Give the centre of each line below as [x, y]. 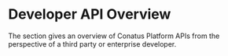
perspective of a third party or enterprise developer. [92, 44]
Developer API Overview [90, 14]
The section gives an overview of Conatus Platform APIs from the [114, 36]
